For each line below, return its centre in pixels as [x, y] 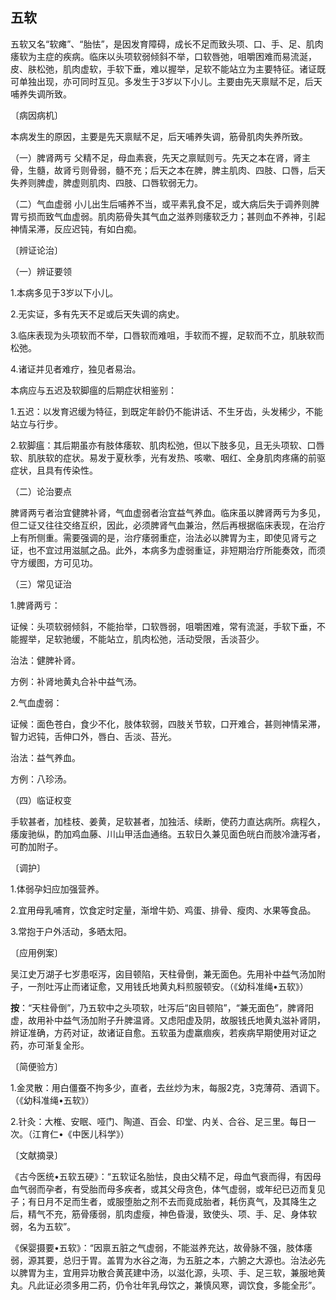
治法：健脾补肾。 [45, 660]
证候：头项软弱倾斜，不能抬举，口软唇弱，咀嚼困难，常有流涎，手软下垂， [163, 626]
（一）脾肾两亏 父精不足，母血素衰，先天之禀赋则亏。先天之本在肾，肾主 [160, 157]
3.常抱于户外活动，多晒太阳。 [71, 931]
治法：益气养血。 [45, 757]
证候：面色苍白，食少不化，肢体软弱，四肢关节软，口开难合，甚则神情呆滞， [168, 724]
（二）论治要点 [41, 491]
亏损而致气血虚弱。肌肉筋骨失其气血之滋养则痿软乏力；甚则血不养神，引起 [172, 216]
